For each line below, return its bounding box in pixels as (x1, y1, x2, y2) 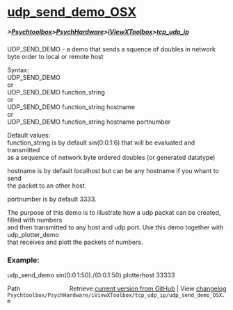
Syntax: (7, 66, 29, 74)
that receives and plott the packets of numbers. (7, 238, 143, 247)
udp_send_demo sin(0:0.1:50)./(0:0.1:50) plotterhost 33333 (7, 271, 175, 279)
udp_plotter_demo (7, 231, 59, 239)
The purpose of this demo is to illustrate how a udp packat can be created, (7, 209, 221, 217)
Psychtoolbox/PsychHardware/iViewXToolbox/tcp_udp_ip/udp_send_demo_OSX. (7, 292, 226, 299)
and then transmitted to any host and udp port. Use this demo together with (7, 223, 224, 231)
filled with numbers (7, 216, 63, 225)
